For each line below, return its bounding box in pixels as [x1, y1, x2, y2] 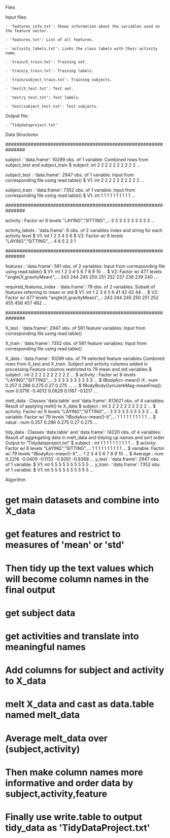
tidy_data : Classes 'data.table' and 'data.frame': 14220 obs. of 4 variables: [5, 429, 161, 435]
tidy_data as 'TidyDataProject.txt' [5, 822, 151, 833]
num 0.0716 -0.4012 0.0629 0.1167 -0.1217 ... [5, 388, 98, 394]
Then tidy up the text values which [5, 562, 154, 574]
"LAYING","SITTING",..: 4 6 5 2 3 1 [5, 238, 76, 244]
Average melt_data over [5, 732, 108, 744]
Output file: [5, 113, 29, 119]
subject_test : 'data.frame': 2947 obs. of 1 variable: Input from [5, 172, 134, 178]
